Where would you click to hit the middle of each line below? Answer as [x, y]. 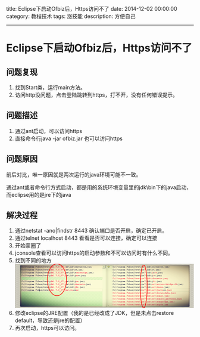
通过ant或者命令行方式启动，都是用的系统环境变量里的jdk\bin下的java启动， [99, 187]
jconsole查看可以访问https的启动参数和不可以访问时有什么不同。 [94, 253]
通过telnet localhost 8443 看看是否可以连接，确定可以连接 [86, 238]
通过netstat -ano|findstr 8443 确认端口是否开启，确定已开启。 [91, 231]
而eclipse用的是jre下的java [39, 194]
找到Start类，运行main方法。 [50, 87]
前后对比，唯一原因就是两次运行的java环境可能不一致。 [74, 174]
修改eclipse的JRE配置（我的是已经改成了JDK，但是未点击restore [94, 313]
